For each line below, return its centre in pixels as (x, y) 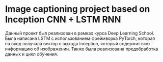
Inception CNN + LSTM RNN (63, 19)
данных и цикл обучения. (32, 54)
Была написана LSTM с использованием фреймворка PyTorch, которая (80, 38)
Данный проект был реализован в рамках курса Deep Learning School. (80, 33)
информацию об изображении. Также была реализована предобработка (81, 49)
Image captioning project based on (78, 9)
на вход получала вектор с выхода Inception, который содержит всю (78, 43)
